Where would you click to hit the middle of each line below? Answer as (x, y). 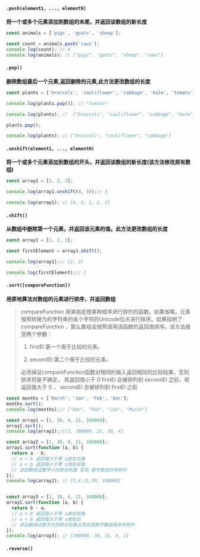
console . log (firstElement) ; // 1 (46, 272)
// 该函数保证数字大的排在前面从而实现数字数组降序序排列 (73, 525)
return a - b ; (29, 453)
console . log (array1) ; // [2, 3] (45, 262)
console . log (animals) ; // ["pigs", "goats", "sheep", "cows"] (85, 55)
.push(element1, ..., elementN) (46, 8)
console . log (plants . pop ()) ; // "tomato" (57, 103)
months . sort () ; (25, 404)
